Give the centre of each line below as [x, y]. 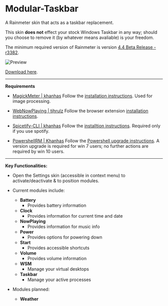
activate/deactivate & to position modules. [56, 181]
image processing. [31, 101]
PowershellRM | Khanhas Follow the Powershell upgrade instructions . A [86, 141]
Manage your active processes [59, 280]
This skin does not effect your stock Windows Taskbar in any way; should [81, 32]
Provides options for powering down [65, 237]
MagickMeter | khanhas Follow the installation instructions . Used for [82, 96]
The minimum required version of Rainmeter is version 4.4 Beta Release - [81, 47]
